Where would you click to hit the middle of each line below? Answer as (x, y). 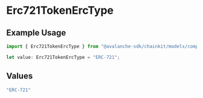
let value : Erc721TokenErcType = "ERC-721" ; (63, 57)
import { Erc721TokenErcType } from (52, 46)
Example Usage (36, 33)
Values (20, 76)
